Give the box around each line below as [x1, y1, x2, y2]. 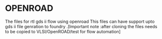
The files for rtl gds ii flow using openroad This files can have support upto [5, 19, 155, 24]
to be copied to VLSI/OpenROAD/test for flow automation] [5, 29, 121, 34]
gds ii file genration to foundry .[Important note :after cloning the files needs [5, 23, 158, 29]
